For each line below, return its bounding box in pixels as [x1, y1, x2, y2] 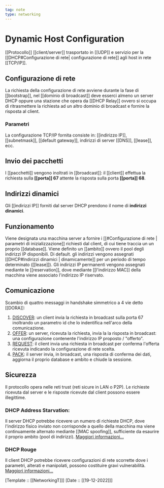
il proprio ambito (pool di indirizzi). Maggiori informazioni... [5, 434, 124, 440]
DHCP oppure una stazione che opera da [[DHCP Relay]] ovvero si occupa [5, 98, 157, 104]
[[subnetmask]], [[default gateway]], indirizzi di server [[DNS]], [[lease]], [5, 137, 153, 143]
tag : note [5, 7, 26, 12]
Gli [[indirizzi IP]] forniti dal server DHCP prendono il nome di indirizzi [5, 203, 147, 209]
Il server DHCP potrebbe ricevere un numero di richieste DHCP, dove [5, 418, 145, 424]
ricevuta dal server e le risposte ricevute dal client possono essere [5, 389, 140, 395]
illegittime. [5, 394, 26, 400]
